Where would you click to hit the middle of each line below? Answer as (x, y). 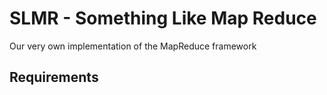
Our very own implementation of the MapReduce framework (133, 46)
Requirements (54, 77)
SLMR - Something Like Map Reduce (163, 18)
